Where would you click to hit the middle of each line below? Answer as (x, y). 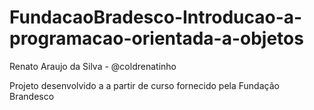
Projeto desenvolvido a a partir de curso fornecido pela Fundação (144, 85)
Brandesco (32, 96)
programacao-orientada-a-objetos (156, 38)
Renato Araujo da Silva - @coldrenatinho (93, 66)
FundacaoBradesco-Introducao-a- (156, 17)
